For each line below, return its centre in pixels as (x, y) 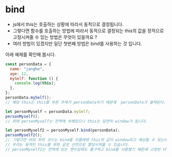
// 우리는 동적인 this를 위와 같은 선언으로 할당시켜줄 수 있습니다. (68, 145)
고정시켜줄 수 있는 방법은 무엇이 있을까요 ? (55, 37)
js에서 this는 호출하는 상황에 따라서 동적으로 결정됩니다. (68, 24)
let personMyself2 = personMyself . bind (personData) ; (63, 130)
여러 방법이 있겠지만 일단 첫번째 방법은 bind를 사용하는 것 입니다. (77, 43)
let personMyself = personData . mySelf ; (48, 111)
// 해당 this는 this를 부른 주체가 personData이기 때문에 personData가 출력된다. (86, 102)
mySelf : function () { (34, 78)
